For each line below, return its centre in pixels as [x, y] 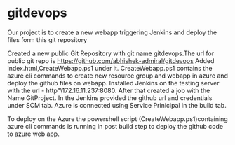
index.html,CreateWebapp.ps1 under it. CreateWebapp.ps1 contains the [110, 68]
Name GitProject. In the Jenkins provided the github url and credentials [110, 98]
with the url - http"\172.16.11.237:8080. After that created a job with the [109, 90]
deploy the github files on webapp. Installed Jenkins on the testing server [113, 83]
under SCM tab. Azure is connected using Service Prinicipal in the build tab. [117, 105]
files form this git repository [47, 39]
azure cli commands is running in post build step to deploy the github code [115, 126]
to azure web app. [33, 134]
